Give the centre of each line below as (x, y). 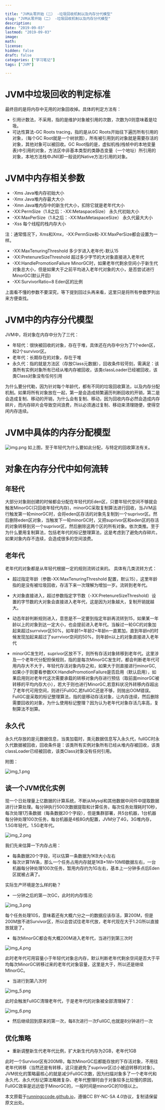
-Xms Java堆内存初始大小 (38, 193)
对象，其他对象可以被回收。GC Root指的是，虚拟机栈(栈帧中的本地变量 (84, 144)
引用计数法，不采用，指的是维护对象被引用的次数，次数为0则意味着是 (82, 120)
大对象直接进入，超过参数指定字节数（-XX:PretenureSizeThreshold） (82, 595)
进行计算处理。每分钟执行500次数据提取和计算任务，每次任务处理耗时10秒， (82, 807)
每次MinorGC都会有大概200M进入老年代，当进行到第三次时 (72, 938)
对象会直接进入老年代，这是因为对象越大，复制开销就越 (98, 601)
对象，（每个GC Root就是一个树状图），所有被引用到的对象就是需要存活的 (85, 138)
